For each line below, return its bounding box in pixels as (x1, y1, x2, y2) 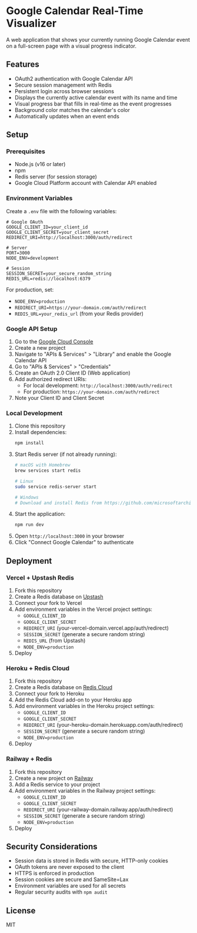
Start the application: (14, 511, 66, 518)
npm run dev (14, 522, 44, 528)
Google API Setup (6, 325, 58, 333)
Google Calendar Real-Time (6, 4, 143, 18)
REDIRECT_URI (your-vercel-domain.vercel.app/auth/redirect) (23, 624, 169, 631)
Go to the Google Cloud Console (14, 338, 94, 345)
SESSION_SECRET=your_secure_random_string (6, 270, 112, 276)
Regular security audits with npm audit (14, 888, 108, 896)
